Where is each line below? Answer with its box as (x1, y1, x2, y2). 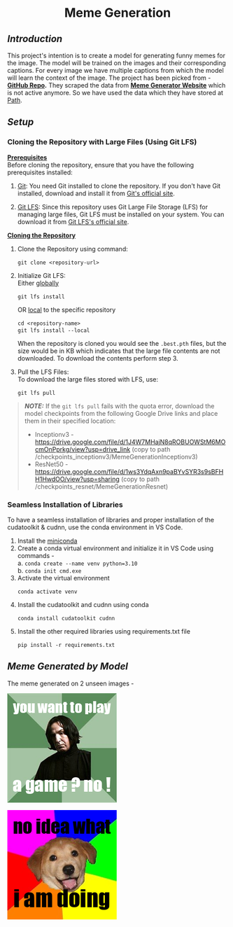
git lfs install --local (17, 327, 90, 334)
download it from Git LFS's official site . (17, 217, 129, 225)
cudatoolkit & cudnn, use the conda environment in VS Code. (7, 523, 183, 531)
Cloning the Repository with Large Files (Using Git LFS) (7, 137, 197, 147)
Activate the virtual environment (17, 573, 110, 582)
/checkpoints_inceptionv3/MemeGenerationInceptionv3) (34, 452, 198, 461)
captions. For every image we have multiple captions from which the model (7, 67, 224, 74)
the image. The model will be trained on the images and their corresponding (7, 59, 226, 67)
